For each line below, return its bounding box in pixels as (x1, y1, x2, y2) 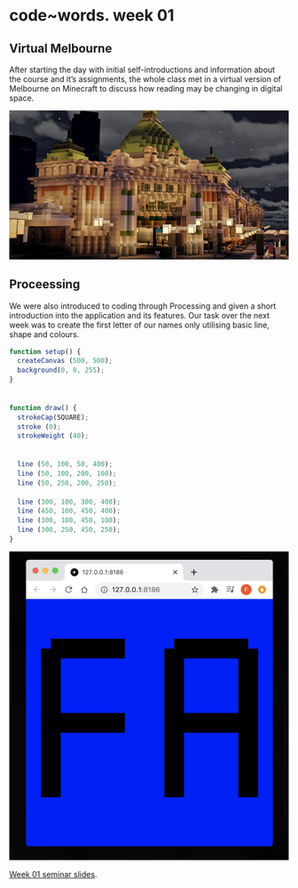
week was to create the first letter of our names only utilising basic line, (9, 319, 271, 330)
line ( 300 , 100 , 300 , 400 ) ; (17, 497, 122, 506)
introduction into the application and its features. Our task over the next (9, 310, 271, 320)
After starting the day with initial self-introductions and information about (9, 64, 276, 75)
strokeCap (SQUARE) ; (17, 413, 90, 422)
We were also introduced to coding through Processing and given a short (9, 300, 277, 311)
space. (9, 93, 35, 103)
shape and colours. (9, 328, 80, 339)
